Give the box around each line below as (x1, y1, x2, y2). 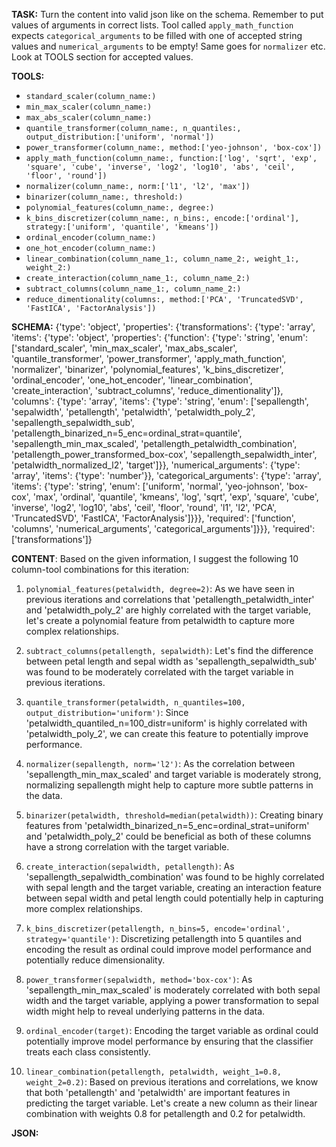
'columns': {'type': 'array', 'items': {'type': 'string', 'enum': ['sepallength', (11, 395, 309, 407)
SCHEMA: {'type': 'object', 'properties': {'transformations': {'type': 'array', (11, 321, 316, 333)
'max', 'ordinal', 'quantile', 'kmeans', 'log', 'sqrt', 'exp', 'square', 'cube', (32, 491, 319, 503)
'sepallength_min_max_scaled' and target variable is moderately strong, (25, 769, 322, 780)
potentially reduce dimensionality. (25, 954, 166, 966)
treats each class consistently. (25, 1046, 151, 1058)
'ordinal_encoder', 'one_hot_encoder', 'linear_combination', (11, 374, 253, 386)
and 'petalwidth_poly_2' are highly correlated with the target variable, (25, 604, 311, 616)
